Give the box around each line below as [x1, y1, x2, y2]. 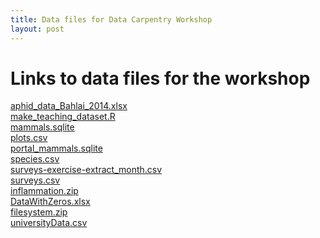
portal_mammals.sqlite [10, 142, 103, 155]
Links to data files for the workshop [10, 67, 311, 90]
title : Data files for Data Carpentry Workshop [10, 14, 213, 25]
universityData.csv [10, 217, 88, 229]
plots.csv [10, 132, 48, 144]
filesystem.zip [10, 206, 68, 218]
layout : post [10, 24, 65, 34]
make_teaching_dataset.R [10, 111, 116, 123]
